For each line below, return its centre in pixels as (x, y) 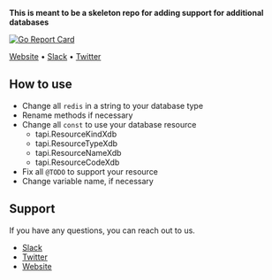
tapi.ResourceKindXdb (76, 134)
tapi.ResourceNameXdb (78, 152)
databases (29, 22)
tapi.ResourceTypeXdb (76, 143)
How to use (41, 85)
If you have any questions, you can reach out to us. (102, 230)
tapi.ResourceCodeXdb (77, 162)
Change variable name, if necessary (88, 181)
